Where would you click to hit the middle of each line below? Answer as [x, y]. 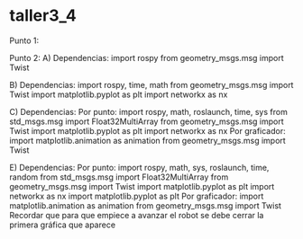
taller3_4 [43, 16]
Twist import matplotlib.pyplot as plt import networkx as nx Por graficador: [147, 130]
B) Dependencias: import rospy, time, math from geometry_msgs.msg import [151, 84]
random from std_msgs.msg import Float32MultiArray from [119, 177]
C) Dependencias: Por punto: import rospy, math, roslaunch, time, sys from [149, 111]
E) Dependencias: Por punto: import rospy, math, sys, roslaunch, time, [139, 167]
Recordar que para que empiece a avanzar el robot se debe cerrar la [137, 215]
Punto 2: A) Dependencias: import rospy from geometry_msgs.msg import [147, 58]
